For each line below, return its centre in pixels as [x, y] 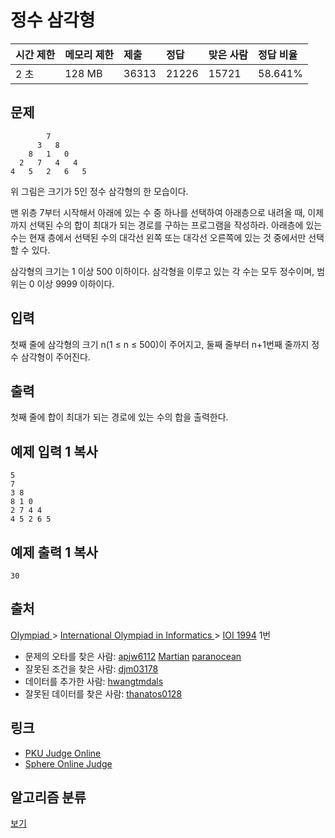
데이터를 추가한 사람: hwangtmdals [94, 681]
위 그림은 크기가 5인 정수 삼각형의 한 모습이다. [99, 191]
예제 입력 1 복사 [54, 451]
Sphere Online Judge [68, 763]
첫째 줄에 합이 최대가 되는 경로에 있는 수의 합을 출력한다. [119, 417]
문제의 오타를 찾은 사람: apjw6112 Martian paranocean [133, 656]
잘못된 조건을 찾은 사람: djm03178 [91, 668]
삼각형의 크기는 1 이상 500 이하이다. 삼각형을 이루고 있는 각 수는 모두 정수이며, [162, 271]
